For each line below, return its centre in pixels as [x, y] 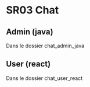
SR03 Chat [33, 10]
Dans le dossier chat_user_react [44, 78]
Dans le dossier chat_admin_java [45, 46]
